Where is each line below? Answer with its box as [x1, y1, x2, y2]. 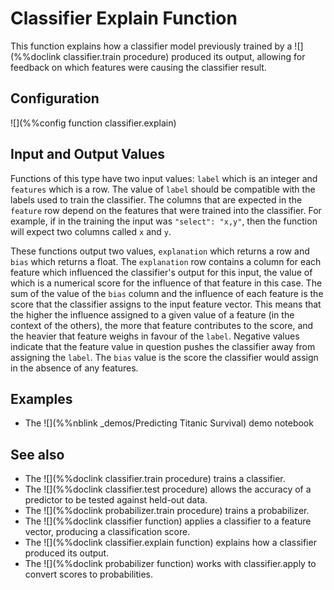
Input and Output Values [10, 146, 166, 163]
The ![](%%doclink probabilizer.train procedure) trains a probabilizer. [24, 505, 310, 517]
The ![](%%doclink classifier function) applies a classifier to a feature [24, 515, 312, 527]
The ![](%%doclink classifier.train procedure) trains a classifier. [24, 473, 286, 485]
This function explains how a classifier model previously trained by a [10, 40, 293, 52]
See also [10, 446, 65, 463]
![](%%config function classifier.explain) [10, 117, 177, 129]
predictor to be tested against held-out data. [24, 494, 208, 506]
